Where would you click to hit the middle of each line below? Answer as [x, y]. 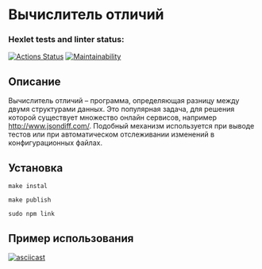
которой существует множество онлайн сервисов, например [112, 117]
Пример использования [71, 238]
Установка [36, 168]
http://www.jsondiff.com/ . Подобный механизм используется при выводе [131, 126]
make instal [28, 186]
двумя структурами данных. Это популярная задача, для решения [121, 110]
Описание [35, 81]
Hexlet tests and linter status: [66, 40]
